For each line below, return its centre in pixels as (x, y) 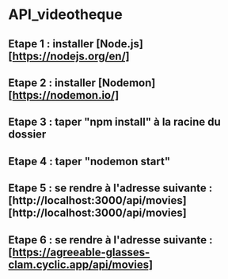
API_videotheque (65, 15)
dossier (27, 135)
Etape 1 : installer (51, 44)
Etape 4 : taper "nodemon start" (89, 161)
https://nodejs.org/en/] (71, 56)
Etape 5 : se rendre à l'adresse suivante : (110, 189)
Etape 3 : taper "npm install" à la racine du (115, 122)
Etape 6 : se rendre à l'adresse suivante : (110, 240)
